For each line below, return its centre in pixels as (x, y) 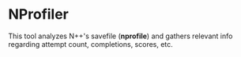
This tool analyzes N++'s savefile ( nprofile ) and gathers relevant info (120, 36)
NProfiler (39, 14)
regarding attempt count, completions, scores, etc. (91, 44)
